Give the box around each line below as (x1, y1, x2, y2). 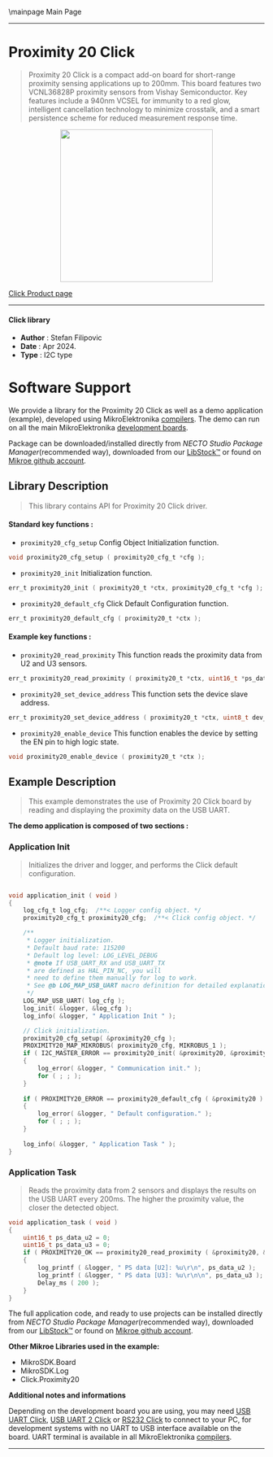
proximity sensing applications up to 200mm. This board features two (28, 78, 262, 88)
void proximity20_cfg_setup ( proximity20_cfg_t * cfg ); (8, 553, 206, 562)
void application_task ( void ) (8, 1218, 118, 1227)
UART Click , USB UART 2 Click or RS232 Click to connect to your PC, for (8, 1415, 252, 1424)
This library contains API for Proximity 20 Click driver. (28, 500, 208, 511)
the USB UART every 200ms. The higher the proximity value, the (28, 1193, 245, 1203)
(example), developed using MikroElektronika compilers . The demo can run (8, 414, 260, 424)
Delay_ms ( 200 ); (37, 1279, 100, 1287)
